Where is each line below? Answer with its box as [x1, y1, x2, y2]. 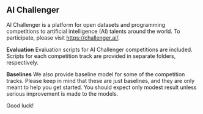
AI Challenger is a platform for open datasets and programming [6, 21, 166, 28]
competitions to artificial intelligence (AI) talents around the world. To [6, 27, 180, 35]
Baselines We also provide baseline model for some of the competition [6, 70, 185, 78]
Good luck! [6, 102, 34, 109]
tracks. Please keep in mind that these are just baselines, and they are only [6, 77, 195, 84]
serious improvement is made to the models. [6, 90, 119, 97]
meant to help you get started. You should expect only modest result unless [6, 84, 197, 91]
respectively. [6, 59, 39, 66]
